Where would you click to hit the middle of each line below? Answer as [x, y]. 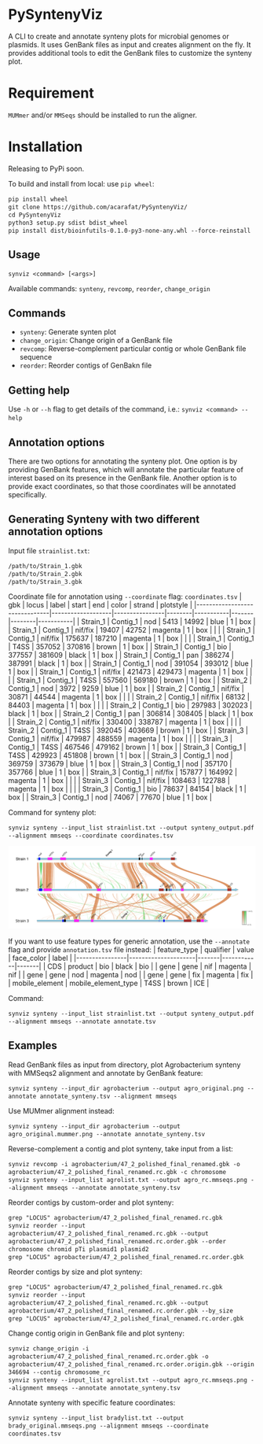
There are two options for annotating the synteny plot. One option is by [123, 461]
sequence [36, 357]
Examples [33, 1045]
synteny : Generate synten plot [68, 332]
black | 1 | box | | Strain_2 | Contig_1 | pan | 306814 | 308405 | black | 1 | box [131, 713]
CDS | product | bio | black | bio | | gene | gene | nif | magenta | [149, 966]
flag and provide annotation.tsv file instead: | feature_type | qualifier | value [131, 949]
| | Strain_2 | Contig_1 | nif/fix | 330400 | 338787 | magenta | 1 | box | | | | [125, 722]
